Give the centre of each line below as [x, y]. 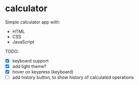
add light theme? [29, 66]
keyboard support [30, 61]
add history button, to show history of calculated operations [73, 77]
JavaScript [23, 42]
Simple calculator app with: [33, 22]
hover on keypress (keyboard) [43, 72]
